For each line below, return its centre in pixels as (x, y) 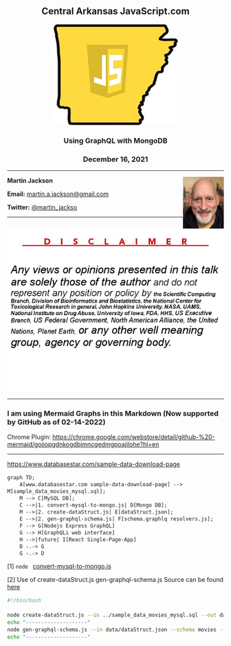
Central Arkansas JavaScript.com (115, 11)
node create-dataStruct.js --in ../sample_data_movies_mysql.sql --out (112, 615)
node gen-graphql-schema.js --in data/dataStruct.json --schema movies (112, 629)
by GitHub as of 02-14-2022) (56, 422)
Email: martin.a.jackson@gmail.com (58, 194)
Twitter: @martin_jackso (42, 208)
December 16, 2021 (115, 159)
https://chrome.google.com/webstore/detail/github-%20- (134, 437)
